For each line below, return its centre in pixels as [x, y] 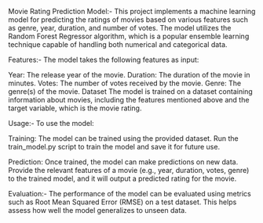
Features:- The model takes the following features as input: [104, 59]
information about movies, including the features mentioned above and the [129, 100]
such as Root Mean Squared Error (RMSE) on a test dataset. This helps [122, 202]
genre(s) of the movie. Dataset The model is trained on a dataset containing [130, 92]
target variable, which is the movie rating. [75, 108]
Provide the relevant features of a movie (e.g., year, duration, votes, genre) [129, 170]
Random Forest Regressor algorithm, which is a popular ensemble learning [129, 36]
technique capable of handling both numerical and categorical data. [118, 45]
